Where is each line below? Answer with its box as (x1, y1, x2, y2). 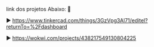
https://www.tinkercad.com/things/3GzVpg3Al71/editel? (12, 17, 148, 23)
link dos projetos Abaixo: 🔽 (6, 6, 71, 12)
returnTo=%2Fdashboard (6, 23, 68, 30)
